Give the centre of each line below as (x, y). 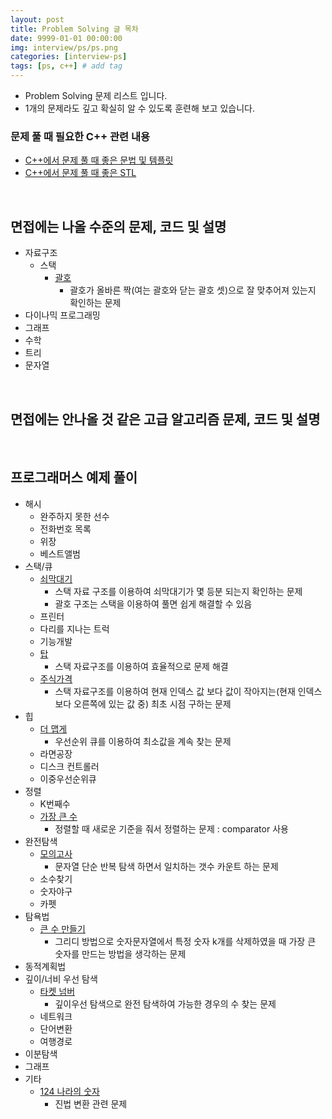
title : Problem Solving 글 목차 (74, 29)
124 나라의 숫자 (69, 1091)
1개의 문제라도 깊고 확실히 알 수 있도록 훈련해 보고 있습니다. (139, 108)
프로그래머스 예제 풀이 (74, 477)
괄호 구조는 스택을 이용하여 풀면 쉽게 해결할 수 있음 (153, 603)
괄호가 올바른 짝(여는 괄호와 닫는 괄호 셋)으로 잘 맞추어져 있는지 (193, 290)
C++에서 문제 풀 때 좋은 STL (80, 173)
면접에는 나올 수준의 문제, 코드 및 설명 (118, 226)
